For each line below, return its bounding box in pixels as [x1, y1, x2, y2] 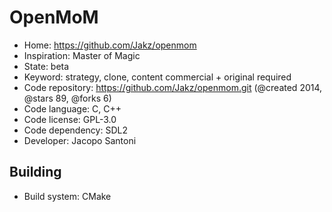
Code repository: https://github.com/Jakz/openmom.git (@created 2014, [23, 81, 323, 93]
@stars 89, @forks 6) [23, 92, 112, 104]
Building [9, 164, 62, 181]
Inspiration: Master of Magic [23, 49, 141, 61]
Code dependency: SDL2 [23, 124, 128, 136]
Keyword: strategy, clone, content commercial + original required [23, 71, 292, 83]
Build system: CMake [23, 190, 112, 202]
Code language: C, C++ [23, 102, 122, 115]
